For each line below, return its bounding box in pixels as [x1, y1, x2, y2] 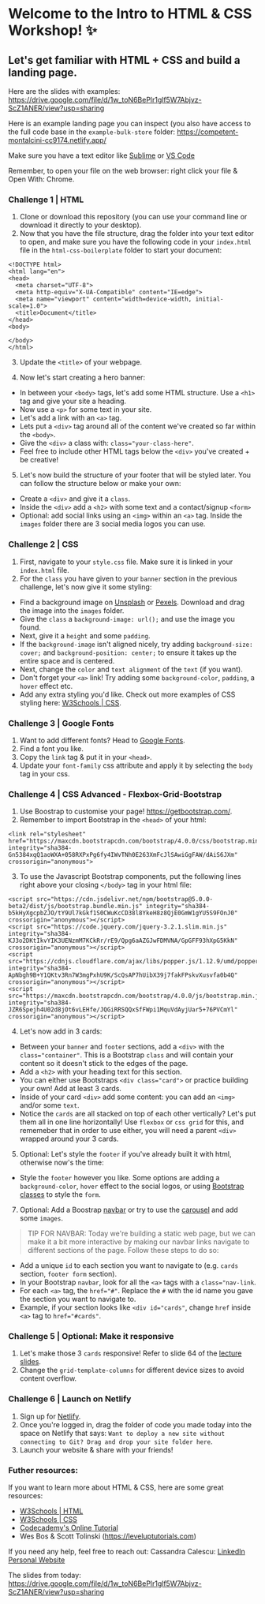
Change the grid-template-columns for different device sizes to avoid [19, 1366, 244, 1375]
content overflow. [19, 1374, 77, 1383]
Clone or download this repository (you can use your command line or [19, 212, 248, 222]
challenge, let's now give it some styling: [19, 581, 152, 592]
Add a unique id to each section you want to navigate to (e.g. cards [19, 1261, 239, 1270]
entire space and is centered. [19, 656, 115, 665]
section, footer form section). [19, 1269, 117, 1279]
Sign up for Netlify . [19, 1411, 81, 1421]
